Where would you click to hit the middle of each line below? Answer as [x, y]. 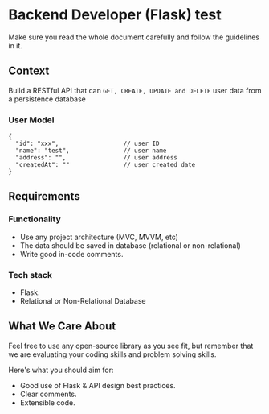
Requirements [44, 196]
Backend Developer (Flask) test [115, 15]
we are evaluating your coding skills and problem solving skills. [112, 354]
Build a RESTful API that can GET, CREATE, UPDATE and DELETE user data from [135, 90]
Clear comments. [49, 394]
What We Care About [62, 327]
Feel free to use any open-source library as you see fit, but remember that [131, 346]
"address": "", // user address [97, 158]
